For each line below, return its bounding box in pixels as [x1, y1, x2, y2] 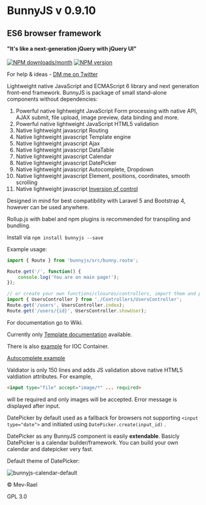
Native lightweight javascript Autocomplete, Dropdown [15, 166, 154, 173]
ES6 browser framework [7, 28, 101, 39]
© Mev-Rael [7, 481, 38, 488]
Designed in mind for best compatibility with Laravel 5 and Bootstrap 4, [7, 197, 186, 204]
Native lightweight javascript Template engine [15, 133, 131, 141]
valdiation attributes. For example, [7, 372, 93, 380]
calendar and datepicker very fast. [7, 445, 94, 452]
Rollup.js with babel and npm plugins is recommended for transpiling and [7, 215, 191, 223]
